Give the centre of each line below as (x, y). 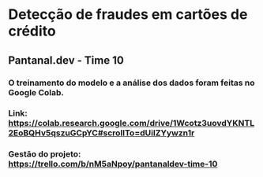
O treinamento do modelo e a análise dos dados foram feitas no (131, 83)
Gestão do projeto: (45, 154)
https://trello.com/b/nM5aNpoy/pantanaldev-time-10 (113, 164)
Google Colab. (36, 92)
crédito (32, 31)
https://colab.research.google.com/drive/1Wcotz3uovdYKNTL (131, 124)
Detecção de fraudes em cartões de (128, 15)
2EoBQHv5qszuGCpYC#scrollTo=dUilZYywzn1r (101, 133)
